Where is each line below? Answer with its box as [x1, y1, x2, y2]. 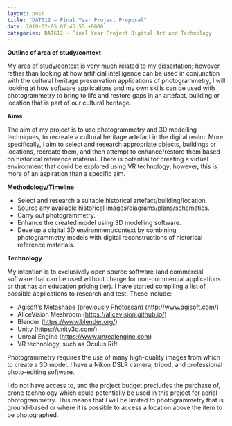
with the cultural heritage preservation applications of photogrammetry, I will [7, 77, 226, 85]
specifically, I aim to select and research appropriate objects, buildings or [7, 140, 217, 149]
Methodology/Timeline [7, 183, 75, 191]
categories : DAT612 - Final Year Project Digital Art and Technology [7, 29, 213, 37]
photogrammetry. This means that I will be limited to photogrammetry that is [7, 396, 224, 405]
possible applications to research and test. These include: [7, 290, 172, 298]
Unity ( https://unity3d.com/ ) [17, 325, 98, 333]
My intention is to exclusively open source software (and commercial [7, 267, 204, 276]
